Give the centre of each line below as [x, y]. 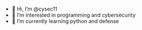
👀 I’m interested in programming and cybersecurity [74, 15]
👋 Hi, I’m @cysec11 [34, 9]
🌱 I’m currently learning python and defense [65, 21]
